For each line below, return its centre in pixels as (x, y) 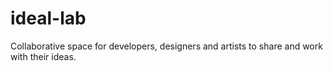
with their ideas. (43, 56)
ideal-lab (48, 18)
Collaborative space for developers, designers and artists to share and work (166, 46)
